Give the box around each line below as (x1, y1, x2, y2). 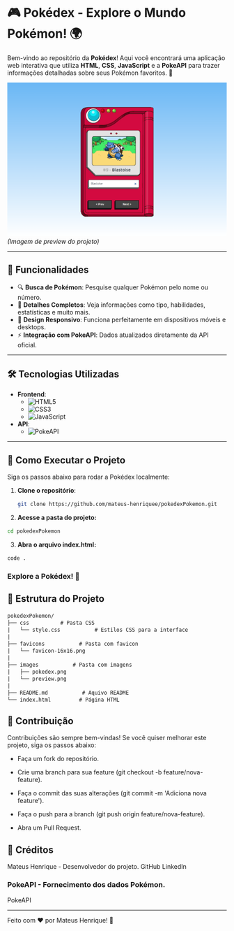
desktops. (17, 322, 47, 331)
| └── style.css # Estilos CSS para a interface (7, 626, 189, 633)
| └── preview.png (7, 675, 68, 682)
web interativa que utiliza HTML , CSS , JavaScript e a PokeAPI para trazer (7, 61, 220, 69)
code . (7, 555, 26, 562)
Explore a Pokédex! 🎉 (7, 571, 80, 581)
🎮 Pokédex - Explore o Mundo (7, 5, 187, 21)
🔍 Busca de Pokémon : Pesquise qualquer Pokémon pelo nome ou (17, 283, 209, 291)
